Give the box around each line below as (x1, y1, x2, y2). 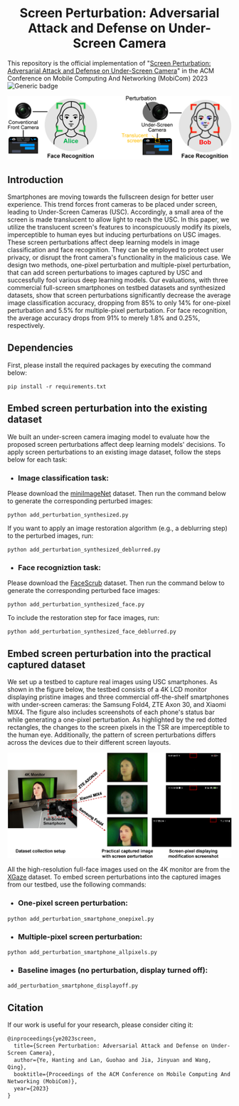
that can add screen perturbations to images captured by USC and (7, 268, 203, 276)
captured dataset (7, 658, 85, 671)
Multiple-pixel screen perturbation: (17, 931, 143, 941)
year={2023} (14, 1085, 50, 1092)
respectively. (7, 321, 45, 329)
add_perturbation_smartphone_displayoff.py (7, 982, 139, 990)
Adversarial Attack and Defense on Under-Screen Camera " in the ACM (7, 66, 215, 75)
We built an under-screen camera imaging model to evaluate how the (7, 433, 210, 441)
